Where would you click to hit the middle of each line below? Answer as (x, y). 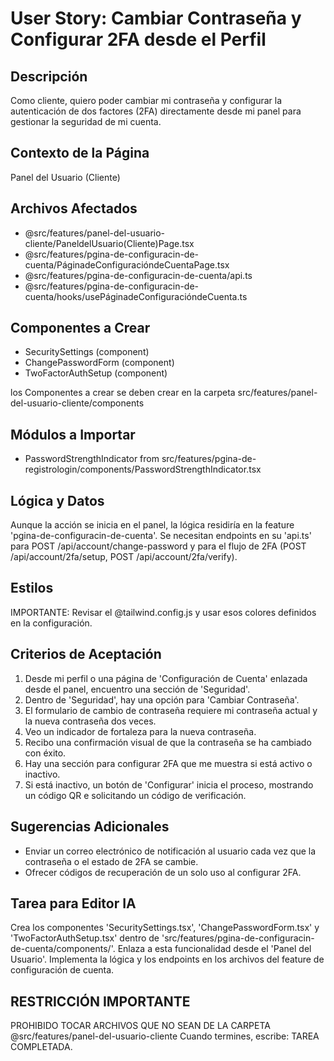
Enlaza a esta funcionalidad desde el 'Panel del (214, 949)
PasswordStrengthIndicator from (92, 459)
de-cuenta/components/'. (63, 949)
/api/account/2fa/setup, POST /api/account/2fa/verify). (124, 557)
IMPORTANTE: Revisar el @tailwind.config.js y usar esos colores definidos (163, 612)
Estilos (32, 588)
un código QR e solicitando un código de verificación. (135, 795)
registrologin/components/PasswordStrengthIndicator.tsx (143, 469)
